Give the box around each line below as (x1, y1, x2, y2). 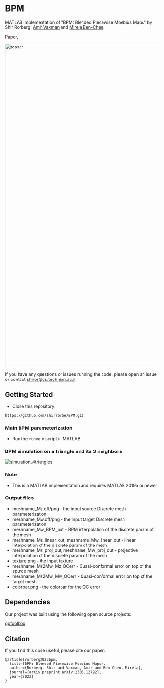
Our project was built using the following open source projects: (5, 611, 132, 617)
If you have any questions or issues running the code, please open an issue (5, 371, 157, 377)
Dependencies (5, 598, 50, 606)
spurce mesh (12, 568, 39, 574)
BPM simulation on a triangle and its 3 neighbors (5, 448, 123, 454)
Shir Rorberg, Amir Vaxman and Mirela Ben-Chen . (5, 24, 105, 30)
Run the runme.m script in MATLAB (12, 435, 81, 441)
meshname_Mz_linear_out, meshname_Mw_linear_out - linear (12, 537, 136, 543)
